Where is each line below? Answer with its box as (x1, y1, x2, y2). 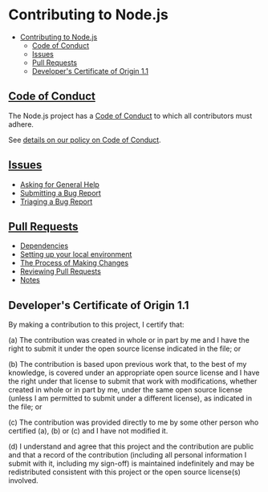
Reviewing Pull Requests (19, 266, 102, 276)
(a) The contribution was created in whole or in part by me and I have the (8, 335, 250, 345)
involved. (8, 476, 39, 486)
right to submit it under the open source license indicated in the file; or (8, 344, 242, 354)
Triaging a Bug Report (19, 197, 93, 206)
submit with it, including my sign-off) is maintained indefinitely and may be (8, 459, 255, 469)
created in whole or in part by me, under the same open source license (8, 385, 243, 395)
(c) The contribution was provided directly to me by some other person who (8, 417, 259, 427)
